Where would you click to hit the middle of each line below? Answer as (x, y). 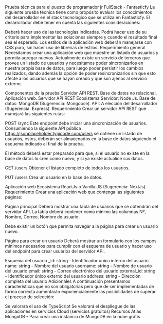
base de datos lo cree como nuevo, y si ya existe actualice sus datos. (74, 158)
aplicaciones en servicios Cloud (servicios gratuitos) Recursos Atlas (73, 311)
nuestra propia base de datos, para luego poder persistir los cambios (74, 68)
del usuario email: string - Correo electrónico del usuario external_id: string (80, 271)
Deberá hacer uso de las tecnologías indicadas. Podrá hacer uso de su (76, 32)
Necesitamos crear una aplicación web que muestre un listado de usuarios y (82, 53)
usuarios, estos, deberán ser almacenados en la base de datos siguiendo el (81, 139)
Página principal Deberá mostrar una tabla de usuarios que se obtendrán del (81, 207)
